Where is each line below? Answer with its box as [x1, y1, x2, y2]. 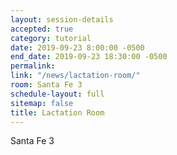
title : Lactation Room [10, 107, 105, 118]
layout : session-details [10, 14, 114, 25]
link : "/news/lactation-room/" [10, 71, 141, 81]
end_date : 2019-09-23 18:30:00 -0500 [10, 52, 168, 62]
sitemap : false [10, 98, 74, 108]
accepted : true [10, 24, 74, 34]
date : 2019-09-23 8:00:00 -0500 [10, 42, 145, 53]
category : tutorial [10, 33, 92, 43]
